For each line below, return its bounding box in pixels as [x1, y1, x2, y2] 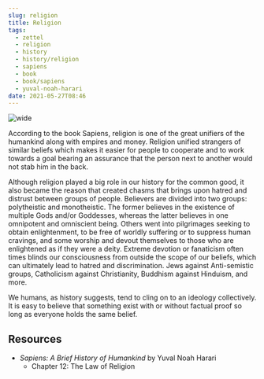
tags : [8, 26, 26, 34]
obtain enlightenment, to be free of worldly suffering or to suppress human [8, 227, 251, 237]
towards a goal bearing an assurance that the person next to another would [8, 154, 253, 164]
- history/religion [15, 56, 80, 64]
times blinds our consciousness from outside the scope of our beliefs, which [8, 252, 257, 262]
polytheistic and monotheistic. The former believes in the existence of [8, 202, 235, 212]
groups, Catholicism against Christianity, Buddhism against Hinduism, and [8, 269, 248, 279]
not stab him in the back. [8, 162, 89, 171]
